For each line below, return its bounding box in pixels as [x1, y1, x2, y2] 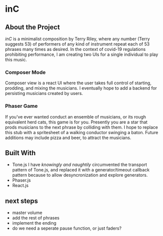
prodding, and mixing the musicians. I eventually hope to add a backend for [5, 85, 157, 91]
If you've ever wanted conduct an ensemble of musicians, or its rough [5, 114, 146, 119]
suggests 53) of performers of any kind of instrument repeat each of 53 [5, 41, 150, 47]
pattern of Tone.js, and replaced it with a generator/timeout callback [12, 167, 150, 173]
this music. [5, 57, 27, 62]
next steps [5, 197, 38, 205]
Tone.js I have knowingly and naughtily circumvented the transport [12, 162, 147, 167]
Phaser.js [12, 177, 31, 183]
